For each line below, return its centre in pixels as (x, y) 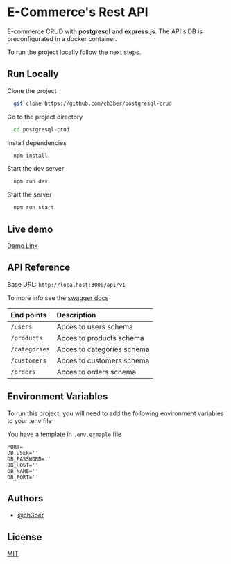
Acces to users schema (95, 326)
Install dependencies (37, 142)
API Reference (39, 268)
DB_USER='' (23, 453)
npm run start (34, 208)
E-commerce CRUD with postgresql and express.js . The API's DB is (105, 31)
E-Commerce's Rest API (78, 12)
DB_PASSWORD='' (29, 459)
